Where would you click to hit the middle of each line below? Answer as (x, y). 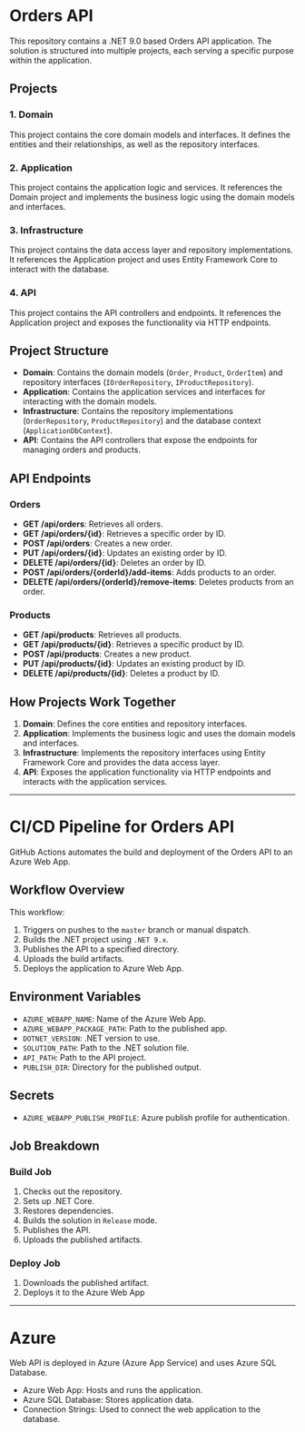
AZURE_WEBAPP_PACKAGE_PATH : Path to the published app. (125, 1028)
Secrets (32, 1096)
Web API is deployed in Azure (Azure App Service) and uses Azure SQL (143, 1363)
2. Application (41, 167)
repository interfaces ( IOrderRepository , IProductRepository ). (138, 382)
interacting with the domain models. (89, 401)
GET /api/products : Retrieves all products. (102, 635)
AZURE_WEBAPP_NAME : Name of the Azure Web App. (114, 1019)
